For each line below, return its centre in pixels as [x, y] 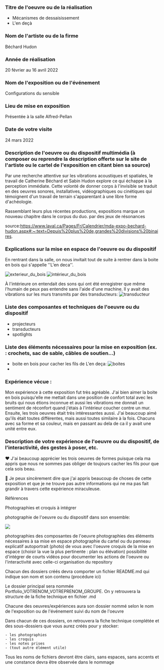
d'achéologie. [19, 202]
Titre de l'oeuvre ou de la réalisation [49, 7]
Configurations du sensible [32, 93]
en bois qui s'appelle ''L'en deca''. [39, 265]
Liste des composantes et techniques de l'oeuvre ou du [72, 307]
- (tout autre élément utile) [36, 648]
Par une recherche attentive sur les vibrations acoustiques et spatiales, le [79, 176]
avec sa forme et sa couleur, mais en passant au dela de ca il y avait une [78, 423]
